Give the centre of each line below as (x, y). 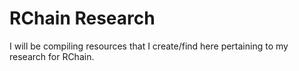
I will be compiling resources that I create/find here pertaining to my (149, 46)
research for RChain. (52, 56)
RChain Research (82, 18)
